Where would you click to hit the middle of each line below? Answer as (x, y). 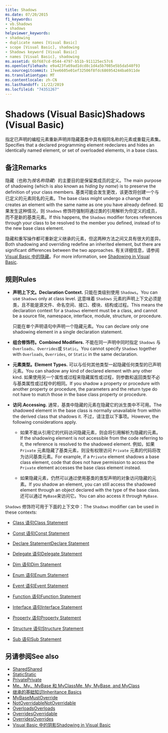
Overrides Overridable (35, 713)
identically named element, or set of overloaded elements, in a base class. (82, 150)
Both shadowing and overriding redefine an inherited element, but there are (83, 244)
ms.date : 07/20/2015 (27, 15)
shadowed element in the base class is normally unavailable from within (87, 411)
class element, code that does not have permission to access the (87, 463)
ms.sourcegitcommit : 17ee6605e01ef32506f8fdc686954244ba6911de (73, 71)
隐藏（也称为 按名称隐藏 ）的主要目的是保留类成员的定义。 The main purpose (83, 180)
